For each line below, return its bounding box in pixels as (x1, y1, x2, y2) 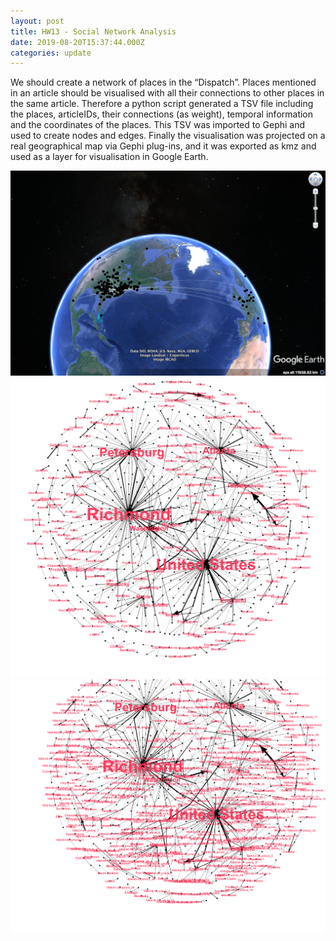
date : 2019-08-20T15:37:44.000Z (10, 37, 145, 47)
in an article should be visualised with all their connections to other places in (10, 87, 325, 99)
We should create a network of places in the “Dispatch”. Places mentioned (10, 76, 317, 89)
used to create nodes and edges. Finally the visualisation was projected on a (10, 130, 326, 142)
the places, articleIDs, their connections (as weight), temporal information (10, 108, 314, 120)
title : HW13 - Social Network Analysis (10, 26, 177, 37)
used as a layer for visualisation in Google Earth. (10, 151, 209, 163)
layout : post (10, 16, 65, 26)
